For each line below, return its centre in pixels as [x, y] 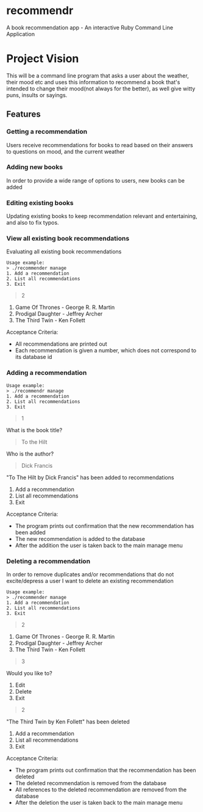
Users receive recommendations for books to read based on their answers [100, 145]
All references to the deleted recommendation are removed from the [101, 790]
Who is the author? [30, 454]
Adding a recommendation [47, 373]
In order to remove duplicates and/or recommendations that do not [90, 575]
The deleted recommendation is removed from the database [91, 783]
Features [23, 114]
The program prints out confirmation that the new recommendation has [105, 526]
